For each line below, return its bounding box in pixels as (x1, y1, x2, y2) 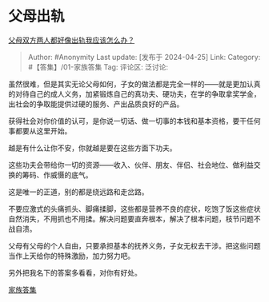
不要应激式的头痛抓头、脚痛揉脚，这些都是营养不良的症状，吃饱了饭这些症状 (8, 204, 261, 213)
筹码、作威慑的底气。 (22, 169, 93, 180)
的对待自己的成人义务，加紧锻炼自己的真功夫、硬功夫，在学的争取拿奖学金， (8, 89, 261, 98)
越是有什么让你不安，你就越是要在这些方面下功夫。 (8, 143, 177, 153)
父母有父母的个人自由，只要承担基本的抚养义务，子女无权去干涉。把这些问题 (8, 240, 261, 250)
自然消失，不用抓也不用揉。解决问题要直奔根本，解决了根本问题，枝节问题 (8, 213, 254, 224)
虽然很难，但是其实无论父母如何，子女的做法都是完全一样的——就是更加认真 (8, 79, 261, 89)
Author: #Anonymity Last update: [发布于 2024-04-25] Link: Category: (27, 52, 261, 62)
